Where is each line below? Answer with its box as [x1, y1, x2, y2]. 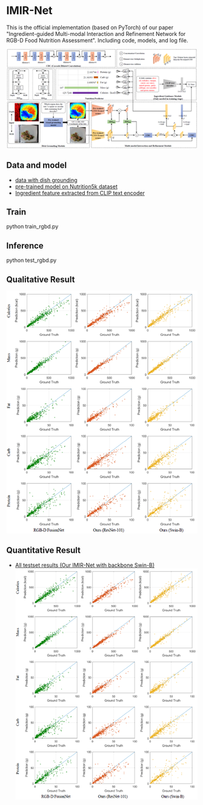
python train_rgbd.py [6, 223, 59, 230]
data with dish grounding [15, 176, 78, 183]
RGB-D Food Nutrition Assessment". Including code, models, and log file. [6, 36, 188, 44]
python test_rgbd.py [6, 256, 57, 264]
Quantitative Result [6, 545, 81, 556]
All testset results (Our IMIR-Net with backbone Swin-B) [15, 561, 155, 569]
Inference [6, 241, 44, 251]
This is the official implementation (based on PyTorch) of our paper [6, 24, 174, 31]
